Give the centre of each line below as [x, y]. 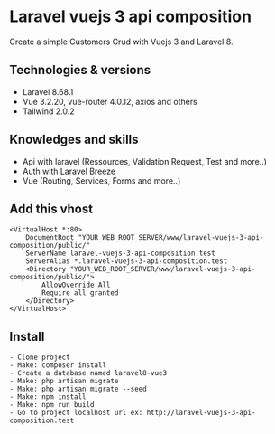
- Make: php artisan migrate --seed [78, 389]
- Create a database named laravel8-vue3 [88, 373]
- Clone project [40, 358]
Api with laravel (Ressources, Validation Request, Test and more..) [145, 161]
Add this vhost [51, 208]
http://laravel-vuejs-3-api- [201, 413]
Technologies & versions [80, 70]
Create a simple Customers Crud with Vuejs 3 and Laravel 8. [121, 42]
